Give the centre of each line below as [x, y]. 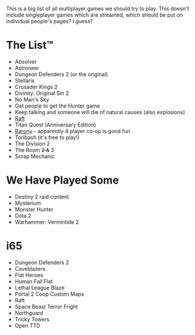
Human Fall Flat [34, 281]
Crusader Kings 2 [36, 87]
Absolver [26, 61]
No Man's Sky [32, 99]
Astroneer [27, 68]
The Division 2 [32, 143]
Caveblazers [30, 268]
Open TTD [27, 325]
